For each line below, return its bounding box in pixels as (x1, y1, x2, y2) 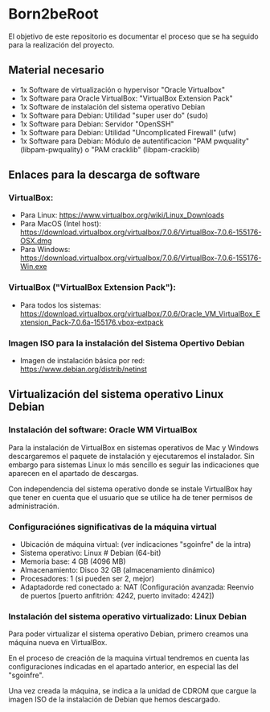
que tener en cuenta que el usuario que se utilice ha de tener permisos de (8, 492, 253, 502)
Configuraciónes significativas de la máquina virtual (8, 521, 217, 532)
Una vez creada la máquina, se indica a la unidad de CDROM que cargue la (8, 686, 257, 696)
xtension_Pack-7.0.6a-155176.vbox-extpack (19, 317, 164, 327)
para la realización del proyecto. (8, 39, 115, 49)
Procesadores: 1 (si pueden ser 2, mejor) (19, 573, 155, 584)
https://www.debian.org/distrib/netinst (19, 364, 147, 375)
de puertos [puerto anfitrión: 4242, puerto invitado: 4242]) (19, 591, 215, 601)
